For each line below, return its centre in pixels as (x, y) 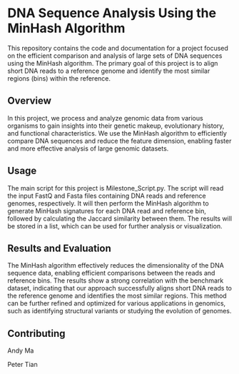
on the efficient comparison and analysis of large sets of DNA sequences (115, 56)
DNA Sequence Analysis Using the (112, 13)
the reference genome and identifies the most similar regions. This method (117, 296)
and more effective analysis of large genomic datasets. (88, 148)
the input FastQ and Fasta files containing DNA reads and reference (107, 196)
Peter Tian (22, 365)
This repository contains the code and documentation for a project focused (118, 48)
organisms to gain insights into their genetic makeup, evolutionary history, (116, 126)
